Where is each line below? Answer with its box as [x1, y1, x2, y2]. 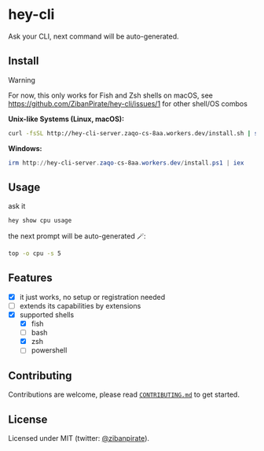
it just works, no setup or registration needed [19, 292, 166, 301]
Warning [8, 75, 35, 84]
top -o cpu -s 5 [8, 250, 61, 257]
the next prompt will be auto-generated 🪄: [8, 231, 146, 241]
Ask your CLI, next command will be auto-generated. [8, 31, 179, 41]
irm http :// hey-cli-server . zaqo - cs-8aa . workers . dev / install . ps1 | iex [8, 159, 244, 167]
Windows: [8, 143, 42, 153]
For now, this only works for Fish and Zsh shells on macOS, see [8, 91, 214, 100]
